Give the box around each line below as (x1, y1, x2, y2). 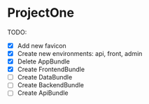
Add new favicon (17, 41, 66, 50)
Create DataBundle (17, 73, 73, 82)
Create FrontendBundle (17, 65, 85, 74)
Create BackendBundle (17, 81, 84, 89)
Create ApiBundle (17, 89, 69, 97)
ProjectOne (7, 5, 75, 21)
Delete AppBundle (17, 57, 70, 66)
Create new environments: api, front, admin (17, 50, 143, 57)
